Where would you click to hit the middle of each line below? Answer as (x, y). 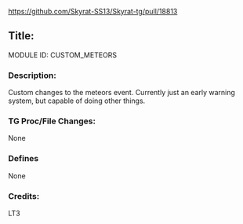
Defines (24, 159)
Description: (32, 75)
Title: (21, 36)
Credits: (24, 196)
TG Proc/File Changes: (52, 121)
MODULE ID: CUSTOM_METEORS (63, 55)
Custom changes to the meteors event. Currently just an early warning (121, 93)
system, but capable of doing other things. (77, 101)
